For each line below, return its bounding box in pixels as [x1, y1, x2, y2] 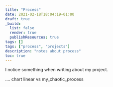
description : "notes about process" [5, 48, 81, 53]
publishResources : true [9, 35, 59, 40]
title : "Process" [5, 7, 41, 12]
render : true [9, 30, 37, 35]
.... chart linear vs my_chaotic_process [5, 76, 84, 82]
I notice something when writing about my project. [5, 67, 109, 73]
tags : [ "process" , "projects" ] [5, 44, 70, 49]
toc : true [5, 53, 26, 58]
